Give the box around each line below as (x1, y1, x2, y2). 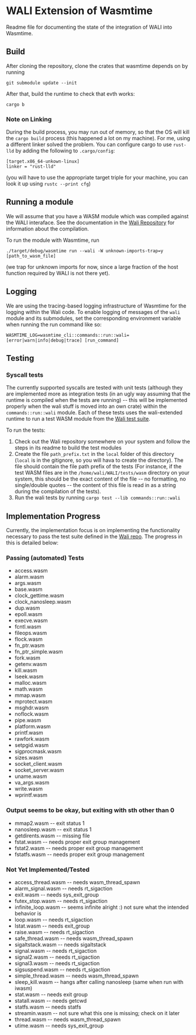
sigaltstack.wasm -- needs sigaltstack (14, 941, 106, 948)
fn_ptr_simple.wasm (14, 648, 63, 655)
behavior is (14, 910, 42, 917)
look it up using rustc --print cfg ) (6, 180, 91, 187)
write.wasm (14, 785, 43, 793)
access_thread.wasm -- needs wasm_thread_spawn (14, 879, 140, 886)
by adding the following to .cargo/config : (15, 147, 115, 154)
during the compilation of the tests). (14, 488, 101, 495)
